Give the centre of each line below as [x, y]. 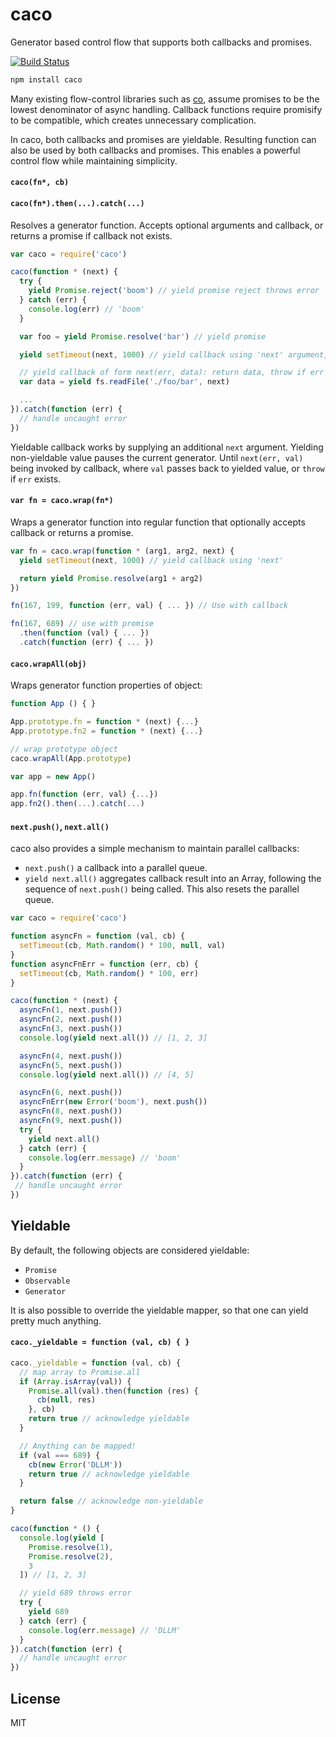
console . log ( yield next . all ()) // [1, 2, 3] [113, 1038]
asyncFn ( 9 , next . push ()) [71, 1121]
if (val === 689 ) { [60, 1455]
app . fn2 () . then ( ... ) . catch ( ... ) [77, 804]
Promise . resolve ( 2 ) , [71, 1556]
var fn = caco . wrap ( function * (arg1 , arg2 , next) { [122, 551]
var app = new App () [53, 776]
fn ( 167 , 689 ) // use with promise [82, 624]
